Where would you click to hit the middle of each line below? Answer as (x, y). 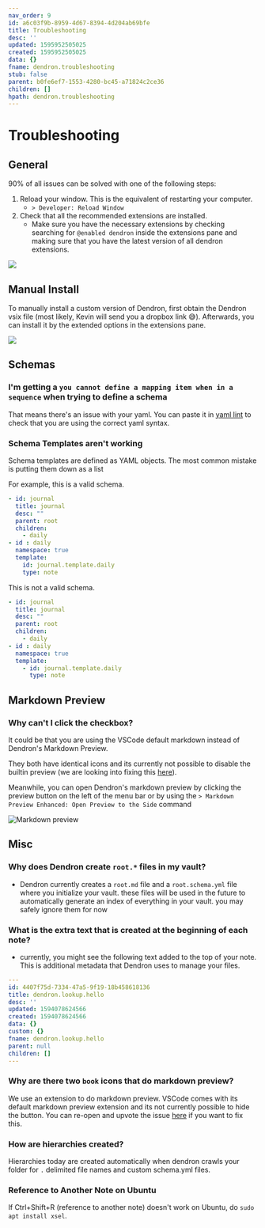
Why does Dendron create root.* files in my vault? (107, 867)
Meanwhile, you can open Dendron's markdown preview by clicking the (125, 787)
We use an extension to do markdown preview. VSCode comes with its (123, 1098)
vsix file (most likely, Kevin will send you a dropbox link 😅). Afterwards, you (131, 316)
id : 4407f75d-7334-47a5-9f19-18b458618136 (79, 987)
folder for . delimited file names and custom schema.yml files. (110, 1170)
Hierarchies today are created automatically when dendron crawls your (124, 1162)
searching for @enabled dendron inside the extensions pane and (134, 233)
